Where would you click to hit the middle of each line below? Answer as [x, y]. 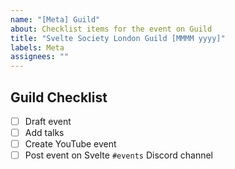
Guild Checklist [59, 97]
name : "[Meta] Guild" [55, 19]
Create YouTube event [70, 144]
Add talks [44, 132]
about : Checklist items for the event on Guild [111, 29]
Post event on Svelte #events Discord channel [118, 155]
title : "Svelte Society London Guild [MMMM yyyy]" [118, 38]
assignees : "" [40, 57]
